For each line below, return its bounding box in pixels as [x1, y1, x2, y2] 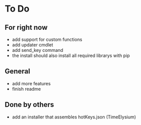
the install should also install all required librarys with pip [12, 52, 130, 58]
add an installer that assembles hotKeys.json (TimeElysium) [12, 114, 136, 120]
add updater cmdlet [12, 42, 54, 48]
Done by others [5, 100, 54, 109]
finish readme [12, 86, 41, 92]
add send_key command [12, 47, 64, 53]
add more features [12, 80, 51, 86]
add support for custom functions [12, 36, 82, 42]
